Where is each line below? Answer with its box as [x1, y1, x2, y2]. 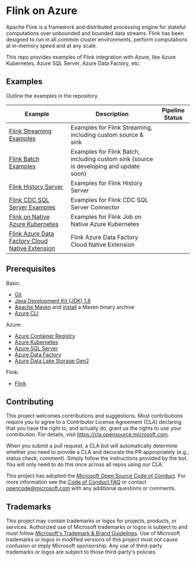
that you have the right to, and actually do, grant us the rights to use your [6, 425, 182, 432]
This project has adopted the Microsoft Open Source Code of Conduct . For [6, 473, 186, 480]
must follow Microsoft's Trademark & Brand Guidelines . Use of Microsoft [6, 530, 180, 537]
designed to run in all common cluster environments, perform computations [6, 36, 188, 43]
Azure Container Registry [14, 332, 76, 339]
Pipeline [161, 106, 185, 114]
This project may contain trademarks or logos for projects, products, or [6, 517, 177, 525]
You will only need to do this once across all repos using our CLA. [6, 461, 164, 468]
